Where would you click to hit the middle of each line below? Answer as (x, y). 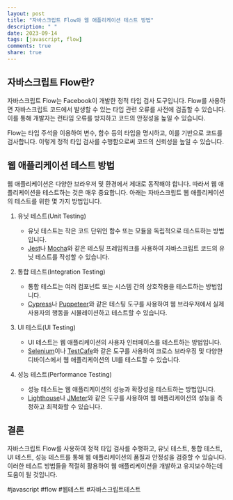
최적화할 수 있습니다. (74, 406)
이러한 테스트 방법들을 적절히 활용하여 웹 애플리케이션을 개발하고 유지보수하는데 (115, 466)
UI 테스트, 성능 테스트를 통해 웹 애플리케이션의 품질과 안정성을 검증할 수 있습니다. (117, 458)
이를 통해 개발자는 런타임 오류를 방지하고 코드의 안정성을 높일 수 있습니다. (106, 118)
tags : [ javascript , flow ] (45, 40)
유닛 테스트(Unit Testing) (52, 216)
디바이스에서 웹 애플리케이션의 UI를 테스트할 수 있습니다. (104, 359)
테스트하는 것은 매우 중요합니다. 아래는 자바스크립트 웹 (116, 192)
